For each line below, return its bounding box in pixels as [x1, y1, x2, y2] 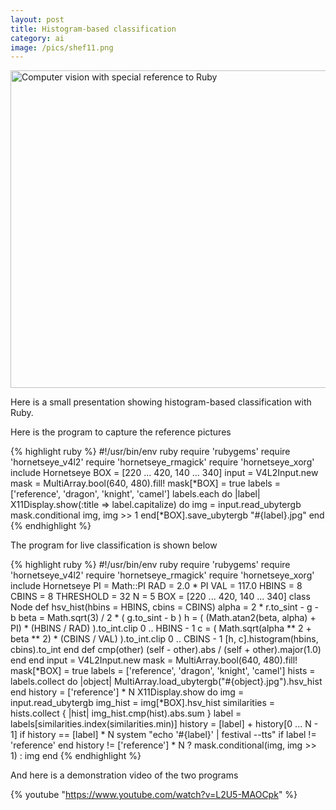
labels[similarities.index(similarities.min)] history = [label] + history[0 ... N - [10, 718, 319, 730]
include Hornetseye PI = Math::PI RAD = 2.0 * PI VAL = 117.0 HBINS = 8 [10, 580, 303, 592]
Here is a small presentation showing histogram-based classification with [10, 396, 312, 408]
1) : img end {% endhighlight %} [10, 750, 142, 762]
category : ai [10, 33, 65, 43]
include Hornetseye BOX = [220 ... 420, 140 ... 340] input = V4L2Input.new [10, 467, 319, 479]
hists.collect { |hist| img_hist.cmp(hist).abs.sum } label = [10, 707, 242, 720]
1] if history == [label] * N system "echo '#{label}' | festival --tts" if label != [10, 729, 317, 741]
